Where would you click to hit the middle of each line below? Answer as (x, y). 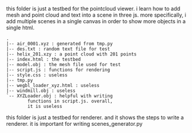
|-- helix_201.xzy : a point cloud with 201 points (71, 54)
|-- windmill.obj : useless (41, 91)
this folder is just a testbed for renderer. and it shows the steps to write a (95, 117)
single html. (20, 27)
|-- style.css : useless (37, 75)
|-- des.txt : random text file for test (58, 49)
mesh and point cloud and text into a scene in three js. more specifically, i (96, 15)
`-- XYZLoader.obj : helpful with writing (59, 96)
